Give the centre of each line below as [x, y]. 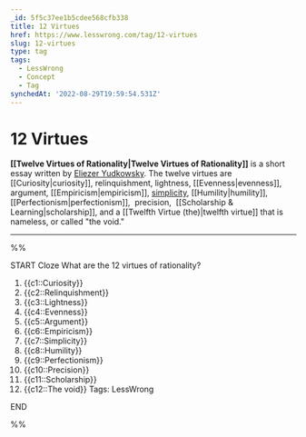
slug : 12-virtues [43, 43]
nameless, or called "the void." [68, 222]
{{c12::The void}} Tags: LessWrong [89, 389]
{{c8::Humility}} [53, 351]
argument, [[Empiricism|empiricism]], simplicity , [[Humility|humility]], [139, 193]
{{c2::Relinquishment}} [66, 293]
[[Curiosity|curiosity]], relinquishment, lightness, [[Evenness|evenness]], [146, 184]
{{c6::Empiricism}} [58, 332]
